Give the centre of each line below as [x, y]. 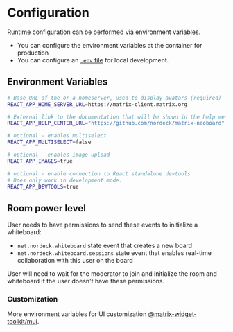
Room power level [47, 208]
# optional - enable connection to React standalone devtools [99, 174]
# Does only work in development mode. [65, 180]
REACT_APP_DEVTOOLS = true [43, 186]
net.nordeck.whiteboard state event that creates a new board [105, 246]
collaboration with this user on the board [75, 261]
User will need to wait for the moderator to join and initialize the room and [112, 274]
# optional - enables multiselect [57, 136]
